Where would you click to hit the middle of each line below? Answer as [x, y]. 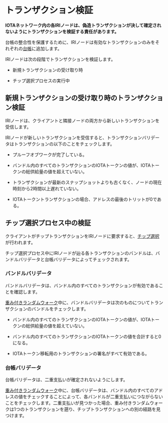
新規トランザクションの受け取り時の [61, 98]
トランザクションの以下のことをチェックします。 [64, 144]
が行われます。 [20, 242]
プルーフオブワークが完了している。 [50, 155]
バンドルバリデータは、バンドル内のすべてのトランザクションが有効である [82, 286]
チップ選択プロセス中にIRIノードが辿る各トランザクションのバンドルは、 [80, 253]
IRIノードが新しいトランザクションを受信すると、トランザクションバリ [78, 137]
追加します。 [49, 48]
